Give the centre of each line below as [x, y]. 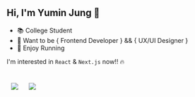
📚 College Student [45, 30]
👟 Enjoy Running [41, 48]
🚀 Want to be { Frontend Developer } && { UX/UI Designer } [102, 40]
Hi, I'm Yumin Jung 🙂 [53, 13]
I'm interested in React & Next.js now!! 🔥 [66, 61]
